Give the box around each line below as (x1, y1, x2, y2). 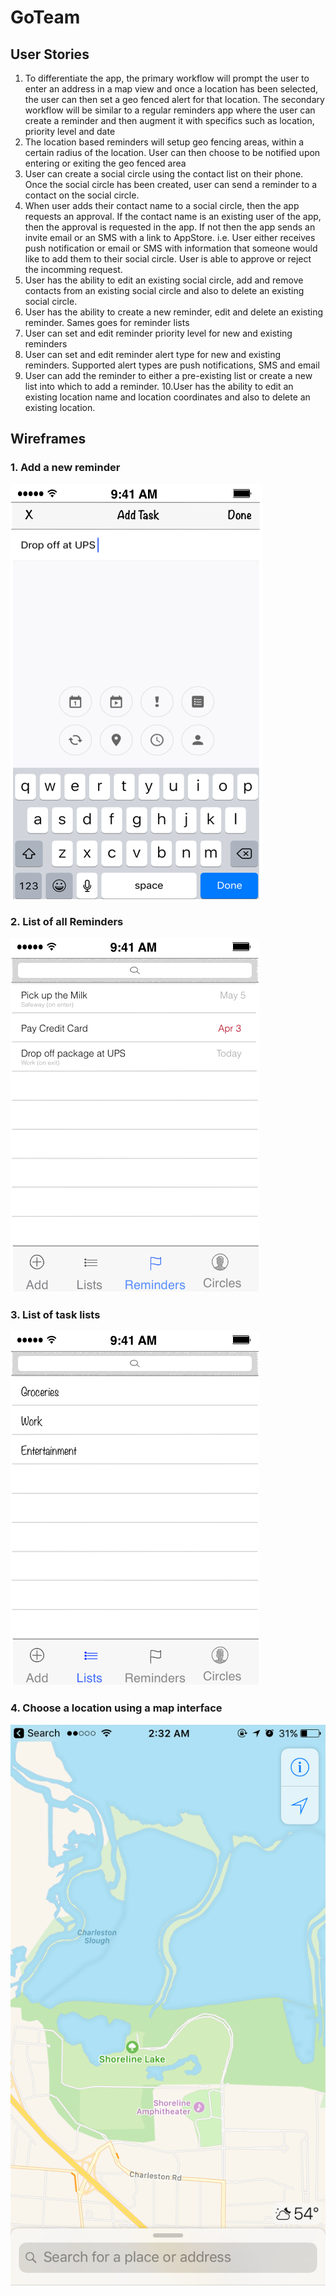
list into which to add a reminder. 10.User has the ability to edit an (24, 381, 294, 392)
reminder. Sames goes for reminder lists (24, 317, 190, 328)
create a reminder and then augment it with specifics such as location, (24, 115, 315, 126)
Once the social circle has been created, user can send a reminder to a (24, 179, 318, 190)
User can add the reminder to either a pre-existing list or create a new (24, 370, 313, 381)
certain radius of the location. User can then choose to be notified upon (24, 147, 321, 158)
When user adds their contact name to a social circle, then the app (24, 200, 300, 211)
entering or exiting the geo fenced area (24, 157, 187, 169)
